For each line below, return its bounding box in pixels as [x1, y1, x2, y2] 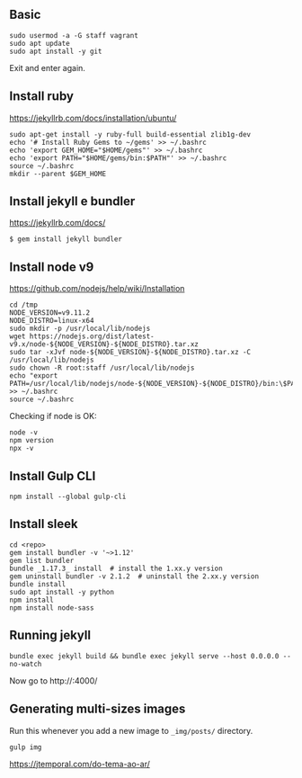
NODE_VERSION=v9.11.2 [9, 309, 91, 317]
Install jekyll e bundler [9, 193, 136, 210]
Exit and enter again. [9, 62, 85, 73]
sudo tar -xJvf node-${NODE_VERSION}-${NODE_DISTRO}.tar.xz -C [9, 348, 252, 357]
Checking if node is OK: [9, 411, 97, 422]
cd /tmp [9, 300, 39, 309]
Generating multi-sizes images [9, 702, 186, 717]
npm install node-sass [9, 603, 94, 613]
